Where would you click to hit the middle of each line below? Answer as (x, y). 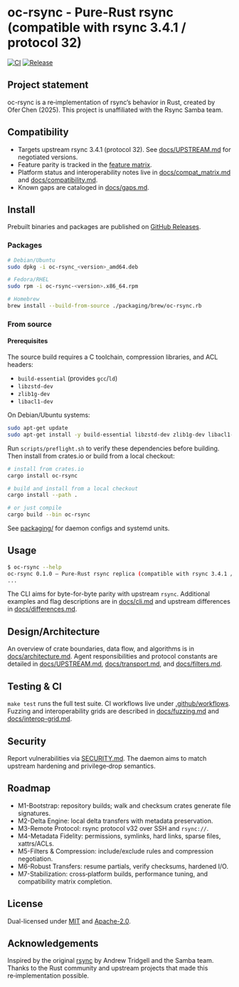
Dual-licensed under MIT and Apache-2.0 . (69, 921)
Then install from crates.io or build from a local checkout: (91, 456)
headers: (20, 365)
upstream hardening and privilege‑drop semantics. (82, 766)
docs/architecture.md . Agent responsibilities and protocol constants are (113, 657)
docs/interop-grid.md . (40, 719)
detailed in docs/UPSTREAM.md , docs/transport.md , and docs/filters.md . (115, 664)
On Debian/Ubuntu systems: (49, 415)
